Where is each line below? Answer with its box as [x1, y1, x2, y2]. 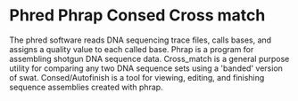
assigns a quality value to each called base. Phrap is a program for [9, 43, 254, 54]
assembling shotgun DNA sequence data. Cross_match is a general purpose [9, 53, 290, 64]
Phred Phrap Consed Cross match [9, 5, 266, 26]
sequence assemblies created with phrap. [9, 82, 163, 92]
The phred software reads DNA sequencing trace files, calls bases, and [9, 35, 272, 45]
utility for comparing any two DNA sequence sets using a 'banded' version [9, 63, 284, 74]
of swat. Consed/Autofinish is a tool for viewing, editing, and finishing [9, 72, 265, 82]
